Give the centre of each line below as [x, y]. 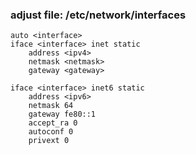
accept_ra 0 [53, 123]
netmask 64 [51, 106]
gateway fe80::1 [62, 114]
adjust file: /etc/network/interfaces [98, 15]
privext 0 [49, 141]
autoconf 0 [51, 132]
